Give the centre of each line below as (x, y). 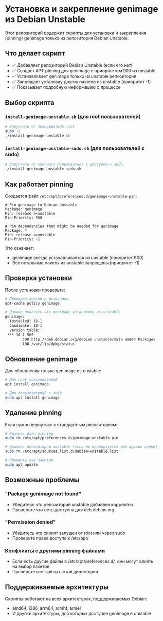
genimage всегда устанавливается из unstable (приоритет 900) (78, 258)
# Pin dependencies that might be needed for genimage (62, 226)
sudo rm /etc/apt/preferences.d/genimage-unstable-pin (62, 438)
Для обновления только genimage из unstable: (53, 371)
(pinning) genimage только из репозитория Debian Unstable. (67, 38)
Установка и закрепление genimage (81, 9)
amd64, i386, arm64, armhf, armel (46, 608)
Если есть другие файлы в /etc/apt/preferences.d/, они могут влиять (83, 561)
